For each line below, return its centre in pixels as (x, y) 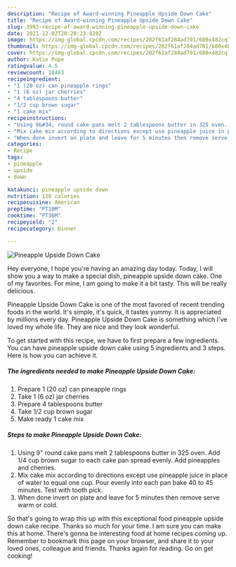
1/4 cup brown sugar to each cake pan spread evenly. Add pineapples (118, 460)
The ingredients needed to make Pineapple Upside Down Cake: (101, 371)
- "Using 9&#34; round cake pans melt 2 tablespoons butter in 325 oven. (118, 125)
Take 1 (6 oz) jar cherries (53, 396)
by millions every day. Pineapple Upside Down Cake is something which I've (117, 319)
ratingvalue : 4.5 (33, 66)
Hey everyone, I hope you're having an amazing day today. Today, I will (110, 268)
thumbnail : (23, 46)
